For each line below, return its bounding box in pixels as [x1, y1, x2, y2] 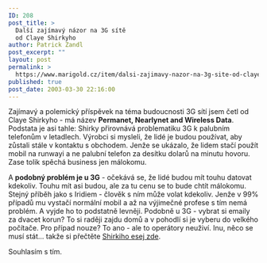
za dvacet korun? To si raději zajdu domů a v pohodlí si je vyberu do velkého [8, 215, 259, 224]
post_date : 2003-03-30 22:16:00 [8, 85, 115, 93]
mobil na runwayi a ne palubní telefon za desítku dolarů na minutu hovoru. [8, 149, 250, 158]
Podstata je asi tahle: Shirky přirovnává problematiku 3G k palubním [8, 124, 230, 133]
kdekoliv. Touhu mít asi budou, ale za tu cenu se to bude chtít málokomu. [8, 181, 246, 191]
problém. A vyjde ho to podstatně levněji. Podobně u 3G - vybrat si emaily [8, 207, 250, 216]
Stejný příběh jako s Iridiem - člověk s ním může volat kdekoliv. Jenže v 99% [8, 189, 259, 199]
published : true [8, 78, 62, 86]
